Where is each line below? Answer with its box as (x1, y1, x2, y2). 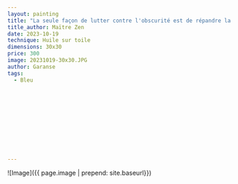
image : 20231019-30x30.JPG (7, 57, 88, 64)
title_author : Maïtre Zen (7, 23, 84, 31)
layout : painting (7, 10, 59, 18)
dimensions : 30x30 (7, 43, 62, 50)
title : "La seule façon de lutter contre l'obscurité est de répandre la (7, 17, 232, 24)
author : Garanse (7, 63, 56, 70)
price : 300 (7, 50, 40, 58)
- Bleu (14, 76, 33, 84)
